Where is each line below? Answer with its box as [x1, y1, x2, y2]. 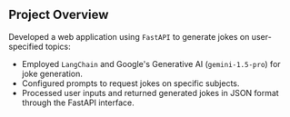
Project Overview [8, 7, 109, 23]
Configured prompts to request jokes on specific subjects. [21, 77, 240, 89]
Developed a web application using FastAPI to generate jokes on [8, 31, 250, 42]
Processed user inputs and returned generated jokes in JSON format [21, 87, 279, 98]
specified [8, 41, 44, 52]
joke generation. [21, 68, 84, 79]
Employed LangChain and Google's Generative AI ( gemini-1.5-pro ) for [21, 58, 281, 69]
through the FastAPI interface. [21, 97, 135, 108]
